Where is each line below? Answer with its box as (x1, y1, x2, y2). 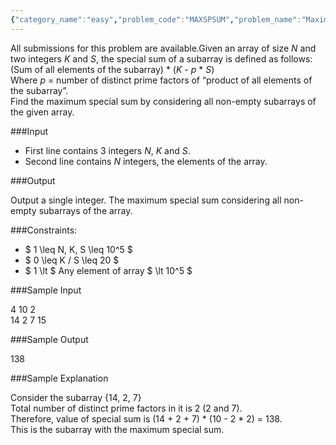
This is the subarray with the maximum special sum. (10, 423, 225, 435)
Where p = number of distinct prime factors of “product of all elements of (10, 74, 313, 86)
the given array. (10, 106, 75, 118)
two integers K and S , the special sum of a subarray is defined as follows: (10, 52, 313, 65)
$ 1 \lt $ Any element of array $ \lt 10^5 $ (24, 264, 193, 276)
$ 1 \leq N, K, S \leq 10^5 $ (24, 243, 133, 255)
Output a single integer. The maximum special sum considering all (10, 194, 282, 206)
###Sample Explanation (10, 372, 109, 384)
